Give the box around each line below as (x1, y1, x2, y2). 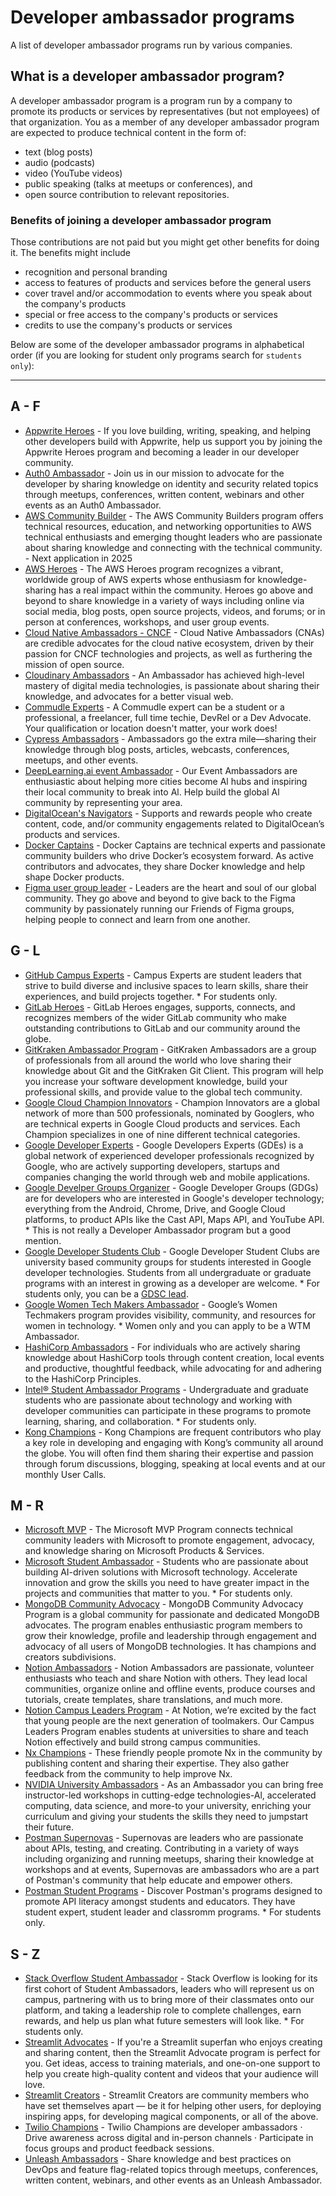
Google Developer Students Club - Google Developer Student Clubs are (24, 1245, 320, 1257)
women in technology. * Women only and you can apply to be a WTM (24, 1319, 311, 1331)
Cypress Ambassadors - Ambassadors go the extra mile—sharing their (24, 732, 317, 745)
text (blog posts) (24, 146, 93, 158)
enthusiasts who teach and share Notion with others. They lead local (24, 1672, 308, 1685)
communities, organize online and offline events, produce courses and (24, 1683, 316, 1695)
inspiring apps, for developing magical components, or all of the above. (24, 2111, 319, 2123)
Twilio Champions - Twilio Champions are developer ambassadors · (24, 2121, 303, 2133)
